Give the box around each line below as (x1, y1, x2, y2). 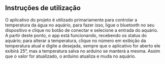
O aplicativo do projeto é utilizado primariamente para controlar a (5, 17, 137, 22)
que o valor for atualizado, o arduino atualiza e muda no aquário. (5, 53, 136, 59)
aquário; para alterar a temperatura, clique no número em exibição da (5, 38, 146, 43)
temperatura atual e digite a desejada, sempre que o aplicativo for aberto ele (5, 43, 161, 48)
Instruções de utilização (5, 4, 81, 12)
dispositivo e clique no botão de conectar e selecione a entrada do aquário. (5, 27, 159, 33)
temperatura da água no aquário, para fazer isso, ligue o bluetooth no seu (5, 22, 155, 28)
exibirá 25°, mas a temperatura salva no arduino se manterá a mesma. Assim (5, 48, 161, 54)
